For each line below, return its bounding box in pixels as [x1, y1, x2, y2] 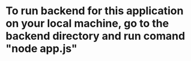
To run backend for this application [5, 4, 184, 18]
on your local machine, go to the [5, 17, 169, 30]
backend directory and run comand [5, 30, 186, 43]
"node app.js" [5, 42, 77, 56]
